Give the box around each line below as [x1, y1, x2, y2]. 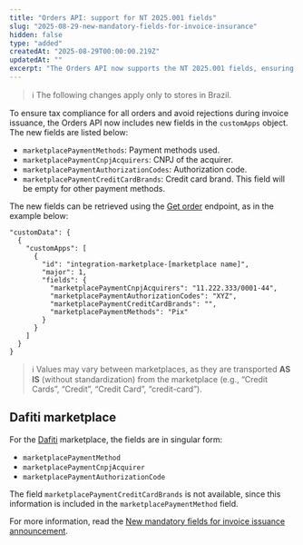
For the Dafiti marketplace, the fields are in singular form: [9, 433, 223, 445]
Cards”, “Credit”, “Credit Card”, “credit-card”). [31, 383, 202, 394]
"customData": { [9, 228, 71, 237]
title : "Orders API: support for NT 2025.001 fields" [9, 13, 218, 23]
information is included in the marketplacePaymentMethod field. [9, 498, 239, 509]
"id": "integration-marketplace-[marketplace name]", [42, 260, 249, 269]
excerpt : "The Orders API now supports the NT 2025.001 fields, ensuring [9, 64, 295, 74]
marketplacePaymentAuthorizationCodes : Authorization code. [22, 163, 248, 174]
